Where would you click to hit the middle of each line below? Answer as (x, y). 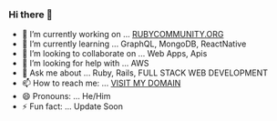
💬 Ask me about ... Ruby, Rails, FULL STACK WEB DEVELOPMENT (145, 73)
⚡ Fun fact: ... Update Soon (72, 106)
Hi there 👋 (31, 15)
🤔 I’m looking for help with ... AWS (85, 64)
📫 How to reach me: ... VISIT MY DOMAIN (101, 83)
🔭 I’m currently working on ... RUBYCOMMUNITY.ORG (123, 35)
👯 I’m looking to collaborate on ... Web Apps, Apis (114, 54)
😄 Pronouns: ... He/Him (66, 96)
